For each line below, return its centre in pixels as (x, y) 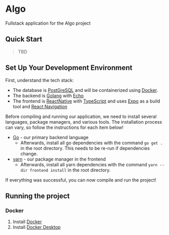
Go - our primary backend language (50, 137)
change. (29, 153)
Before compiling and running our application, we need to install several (81, 116)
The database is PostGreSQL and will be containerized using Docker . (85, 90)
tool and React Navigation (40, 106)
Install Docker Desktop (37, 227)
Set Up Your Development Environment (69, 68)
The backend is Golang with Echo (48, 95)
